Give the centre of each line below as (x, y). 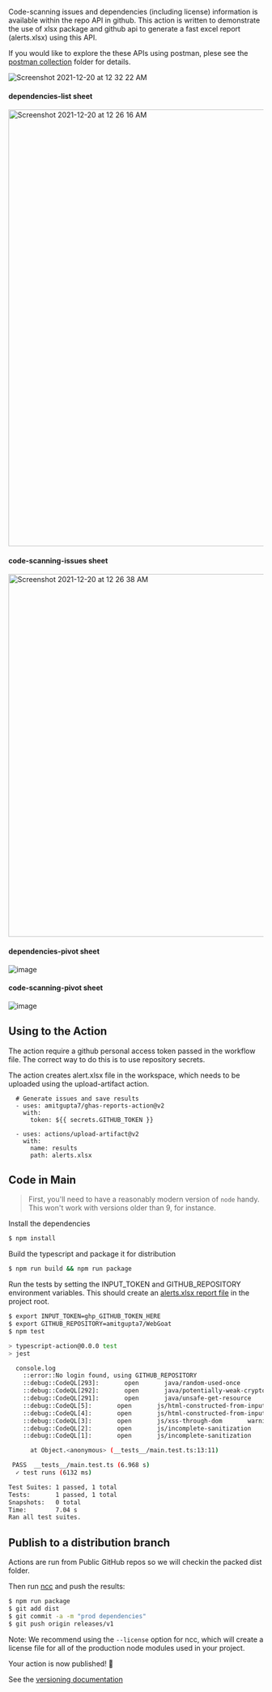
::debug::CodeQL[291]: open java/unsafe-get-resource (137, 1399)
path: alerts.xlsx (61, 1155)
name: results (54, 1148)
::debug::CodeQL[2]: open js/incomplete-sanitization (137, 1428)
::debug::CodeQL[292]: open (81, 1391)
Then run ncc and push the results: (67, 1587)
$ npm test (27, 1331)
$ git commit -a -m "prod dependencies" (78, 1616)
